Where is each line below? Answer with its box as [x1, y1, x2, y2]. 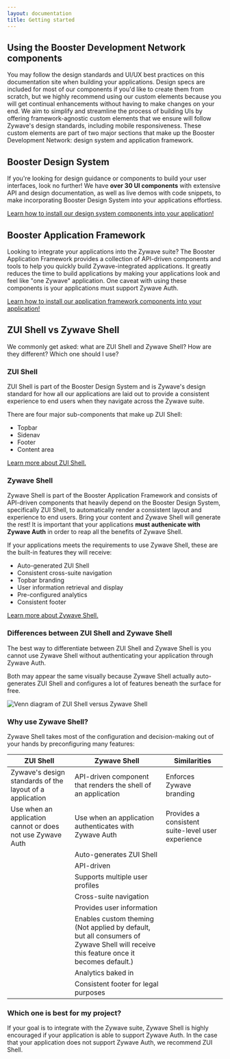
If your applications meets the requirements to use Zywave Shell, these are [7, 541, 218, 549]
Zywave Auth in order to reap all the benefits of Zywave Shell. [7, 528, 183, 536]
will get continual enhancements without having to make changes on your [7, 100, 215, 108]
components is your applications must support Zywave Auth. [7, 284, 179, 292]
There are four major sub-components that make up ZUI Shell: [7, 411, 183, 419]
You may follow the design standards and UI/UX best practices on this [7, 71, 205, 79]
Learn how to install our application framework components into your [7, 297, 202, 305]
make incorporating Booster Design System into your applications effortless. [7, 196, 222, 204]
